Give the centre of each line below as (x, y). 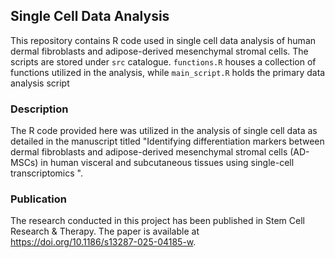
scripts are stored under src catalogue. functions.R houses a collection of (163, 61)
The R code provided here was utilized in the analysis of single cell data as (164, 131)
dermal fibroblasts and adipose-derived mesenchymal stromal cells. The (159, 51)
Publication (38, 199)
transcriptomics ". (46, 173)
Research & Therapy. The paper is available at (105, 231)
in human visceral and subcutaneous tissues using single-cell (167, 163)
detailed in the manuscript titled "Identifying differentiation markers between (167, 141)
